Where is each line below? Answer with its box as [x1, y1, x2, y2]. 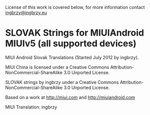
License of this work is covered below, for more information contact [5, 5, 145, 10]
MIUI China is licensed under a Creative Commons [5, 64, 109, 70]
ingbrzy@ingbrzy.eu [5, 10, 47, 16]
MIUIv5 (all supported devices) [5, 38, 137, 49]
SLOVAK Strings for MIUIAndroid [5, 27, 144, 39]
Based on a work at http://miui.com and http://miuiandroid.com [5, 94, 135, 100]
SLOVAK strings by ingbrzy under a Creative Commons [5, 79, 119, 85]
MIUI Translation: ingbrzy [5, 104, 58, 110]
